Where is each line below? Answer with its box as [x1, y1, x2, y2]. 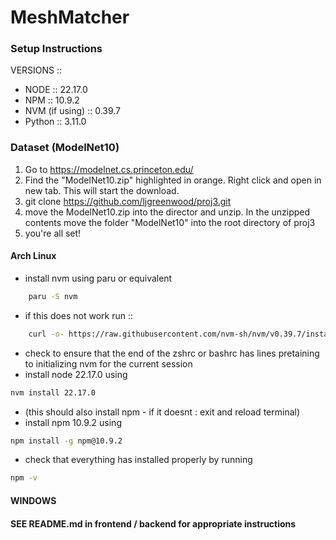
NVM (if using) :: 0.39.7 [24, 105, 122, 117]
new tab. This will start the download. [24, 184, 180, 196]
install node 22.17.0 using [24, 368, 128, 380]
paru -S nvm [28, 291, 78, 301]
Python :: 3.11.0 [24, 116, 87, 128]
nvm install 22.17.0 [10, 387, 97, 398]
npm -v [10, 473, 38, 483]
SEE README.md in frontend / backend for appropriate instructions [10, 517, 297, 530]
